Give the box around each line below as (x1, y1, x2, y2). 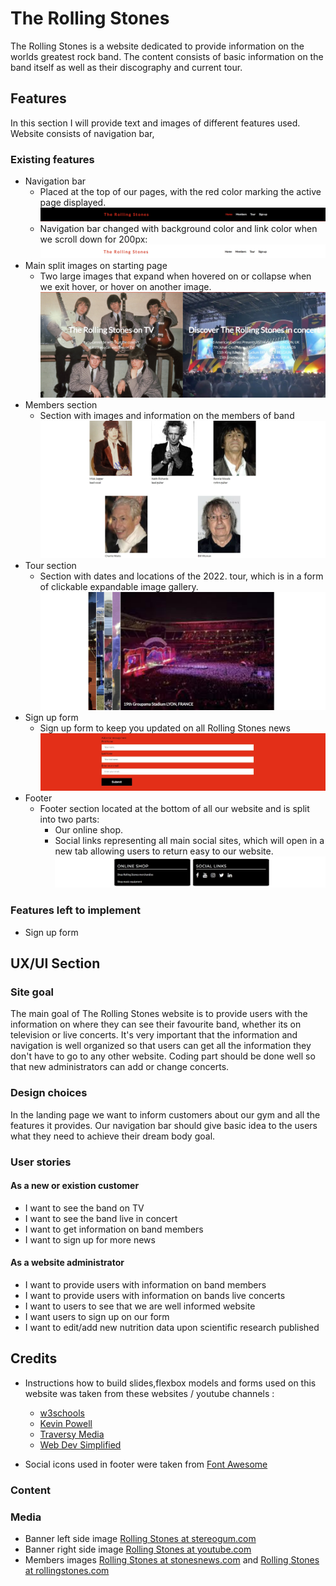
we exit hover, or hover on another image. (39, 280, 212, 292)
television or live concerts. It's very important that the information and (10, 1029, 298, 1041)
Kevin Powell (39, 1417, 93, 1429)
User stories (10, 1155, 72, 1169)
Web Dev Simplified (39, 1438, 122, 1451)
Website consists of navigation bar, (10, 127, 155, 139)
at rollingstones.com (24, 1565, 110, 1576)
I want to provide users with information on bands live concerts (24, 1289, 286, 1301)
